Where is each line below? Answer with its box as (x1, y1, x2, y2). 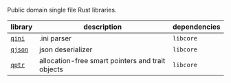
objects (38, 64, 64, 74)
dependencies (172, 22, 221, 32)
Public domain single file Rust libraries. (7, 6, 117, 14)
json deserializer (38, 45, 93, 54)
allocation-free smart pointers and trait (38, 56, 166, 65)
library (10, 22, 33, 32)
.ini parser (38, 34, 72, 43)
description (83, 22, 122, 32)
